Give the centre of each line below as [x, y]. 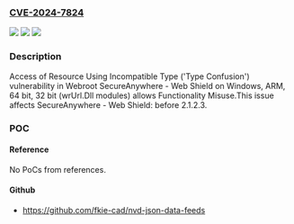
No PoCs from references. [58, 169]
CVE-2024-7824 [47, 13]
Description [36, 57]
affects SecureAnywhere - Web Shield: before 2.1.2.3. [108, 104]
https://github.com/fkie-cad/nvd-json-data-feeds [114, 210]
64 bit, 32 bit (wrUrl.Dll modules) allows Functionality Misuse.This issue [142, 95]
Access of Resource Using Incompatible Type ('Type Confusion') [129, 76]
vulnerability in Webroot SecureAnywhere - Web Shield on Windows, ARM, [147, 85]
